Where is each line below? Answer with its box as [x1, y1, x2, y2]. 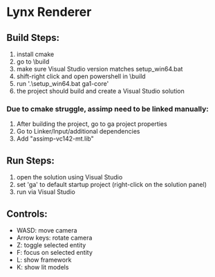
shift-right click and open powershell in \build [16, 72, 146, 80]
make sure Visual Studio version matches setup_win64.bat [16, 65, 183, 73]
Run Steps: [6, 154, 55, 166]
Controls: [6, 208, 48, 220]
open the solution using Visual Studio [16, 173, 123, 181]
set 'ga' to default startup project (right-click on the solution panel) [16, 181, 207, 189]
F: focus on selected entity [16, 248, 93, 256]
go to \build [16, 57, 50, 66]
